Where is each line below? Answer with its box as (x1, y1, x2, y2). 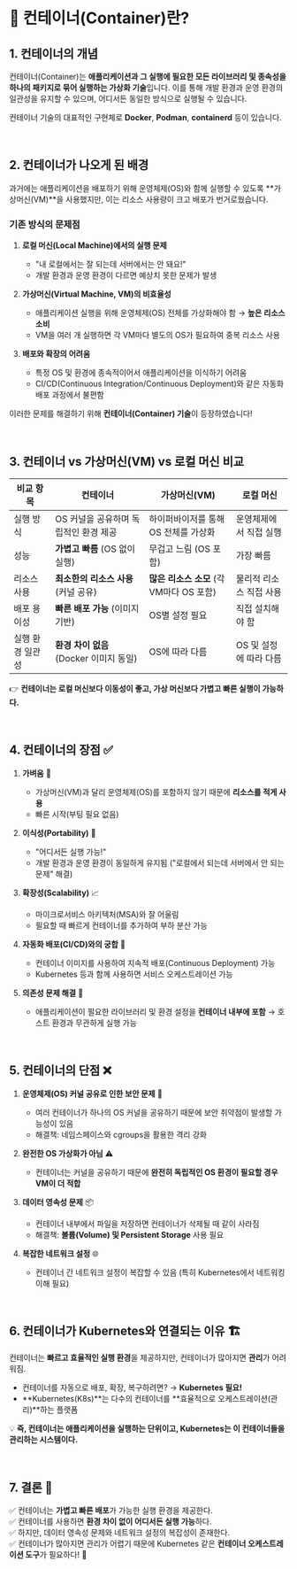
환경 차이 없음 (55, 638, 109, 651)
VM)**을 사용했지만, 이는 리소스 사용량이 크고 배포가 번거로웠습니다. (33, 194, 269, 205)
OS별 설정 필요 (148, 608, 208, 621)
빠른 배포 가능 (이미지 (55, 602, 140, 614)
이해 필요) (34, 1278, 70, 1288)
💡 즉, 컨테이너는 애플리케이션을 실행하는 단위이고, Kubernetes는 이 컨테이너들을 (9, 1423, 286, 1434)
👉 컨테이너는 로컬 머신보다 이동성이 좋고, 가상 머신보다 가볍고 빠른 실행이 (9, 683, 261, 693)
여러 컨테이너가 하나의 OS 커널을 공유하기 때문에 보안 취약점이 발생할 (34, 1107, 273, 1117)
